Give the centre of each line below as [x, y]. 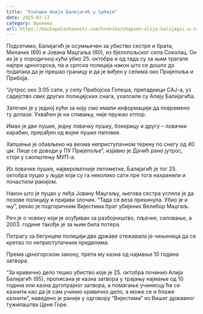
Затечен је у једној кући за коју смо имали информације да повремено [98, 108]
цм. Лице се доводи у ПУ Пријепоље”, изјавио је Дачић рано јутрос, [95, 151]
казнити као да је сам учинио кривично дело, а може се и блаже [91, 292]
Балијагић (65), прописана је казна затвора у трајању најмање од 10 [95, 279]
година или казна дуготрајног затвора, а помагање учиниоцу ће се [93, 286]
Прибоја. [18, 78]
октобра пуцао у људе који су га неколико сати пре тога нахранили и [96, 175]
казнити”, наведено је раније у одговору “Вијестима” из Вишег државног [101, 298]
